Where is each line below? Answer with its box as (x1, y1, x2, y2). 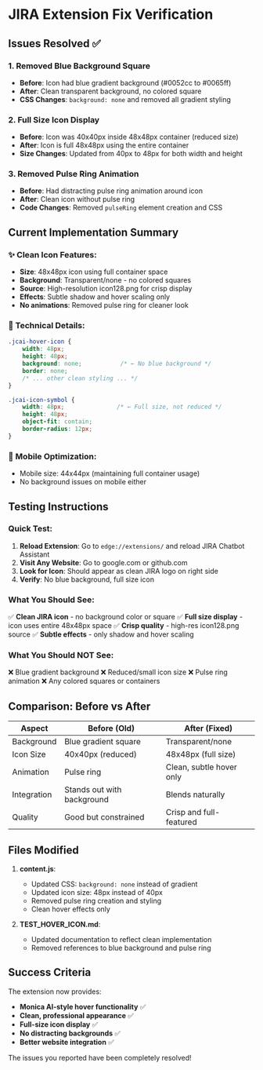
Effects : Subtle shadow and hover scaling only (19, 292, 171, 301)
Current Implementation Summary (8, 225, 179, 239)
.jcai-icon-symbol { (8, 396, 76, 404)
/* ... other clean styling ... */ (22, 374, 139, 382)
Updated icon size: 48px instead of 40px (31, 888, 163, 897)
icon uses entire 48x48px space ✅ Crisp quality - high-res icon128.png (8, 621, 240, 630)
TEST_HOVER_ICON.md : (19, 920, 101, 929)
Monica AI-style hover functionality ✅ (19, 1002, 146, 1011)
